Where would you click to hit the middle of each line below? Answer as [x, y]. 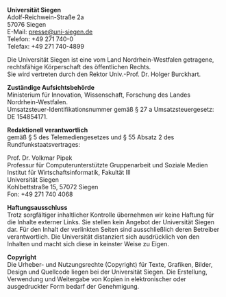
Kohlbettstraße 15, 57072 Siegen [53, 187]
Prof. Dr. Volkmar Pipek [40, 158]
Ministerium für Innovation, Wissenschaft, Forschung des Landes [99, 95]
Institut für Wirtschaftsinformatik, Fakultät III [69, 172]
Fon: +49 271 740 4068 [40, 194]
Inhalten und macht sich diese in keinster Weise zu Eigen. [88, 244]
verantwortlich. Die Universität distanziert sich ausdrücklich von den [103, 237]
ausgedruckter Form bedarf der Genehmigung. [73, 286]
